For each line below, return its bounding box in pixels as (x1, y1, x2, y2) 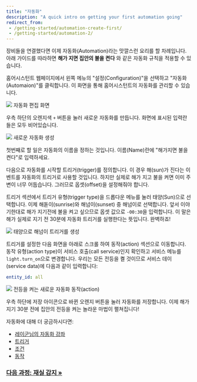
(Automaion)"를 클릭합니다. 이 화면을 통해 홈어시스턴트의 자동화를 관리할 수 (6, 82, 179, 89)
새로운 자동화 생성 (13, 134, 55, 141)
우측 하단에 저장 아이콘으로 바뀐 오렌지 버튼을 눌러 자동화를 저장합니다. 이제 (6, 298, 179, 305)
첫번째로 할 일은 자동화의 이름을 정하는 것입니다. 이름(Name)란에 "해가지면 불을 (6, 146, 188, 153)
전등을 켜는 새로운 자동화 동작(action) (13, 286, 100, 293)
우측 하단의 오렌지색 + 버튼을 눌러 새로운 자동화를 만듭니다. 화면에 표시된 (6, 114, 172, 121)
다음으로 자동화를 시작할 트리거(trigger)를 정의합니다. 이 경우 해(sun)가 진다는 (6, 166, 185, 173)
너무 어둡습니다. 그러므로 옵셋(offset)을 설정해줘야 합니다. (16, 181, 150, 188)
